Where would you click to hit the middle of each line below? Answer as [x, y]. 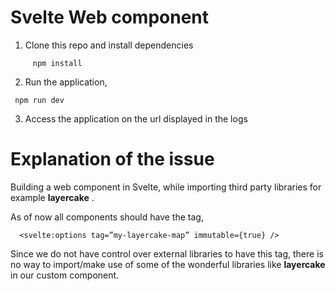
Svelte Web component [110, 17]
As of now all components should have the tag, [107, 217]
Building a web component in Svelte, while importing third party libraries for [166, 187]
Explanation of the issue [112, 159]
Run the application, [66, 82]
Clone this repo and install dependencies [109, 45]
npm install [57, 63]
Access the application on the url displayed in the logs [136, 118]
